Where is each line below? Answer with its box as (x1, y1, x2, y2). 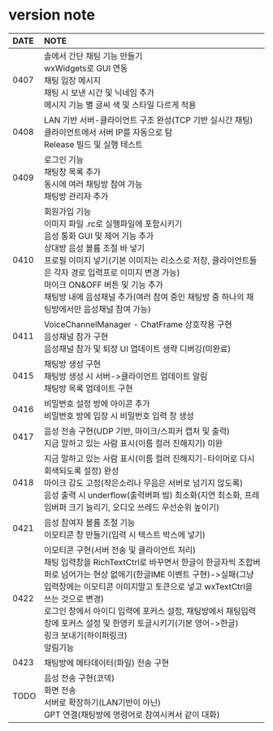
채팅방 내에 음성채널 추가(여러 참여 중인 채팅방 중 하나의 (43, 291, 245, 302)
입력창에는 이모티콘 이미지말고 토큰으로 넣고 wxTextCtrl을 (43, 581, 253, 592)
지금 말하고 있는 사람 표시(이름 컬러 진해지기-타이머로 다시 (43, 453, 255, 464)
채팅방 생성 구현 (43, 358, 102, 369)
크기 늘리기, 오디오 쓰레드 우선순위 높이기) (68, 502, 220, 513)
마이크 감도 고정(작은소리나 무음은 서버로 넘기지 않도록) (43, 477, 244, 489)
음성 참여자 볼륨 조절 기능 (43, 516, 136, 528)
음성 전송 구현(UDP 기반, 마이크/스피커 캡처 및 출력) (43, 425, 230, 437)
